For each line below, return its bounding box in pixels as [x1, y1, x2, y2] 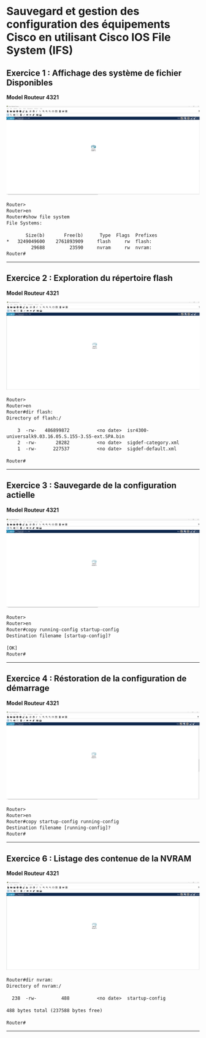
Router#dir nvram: [6, 977, 53, 983]
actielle [6, 490, 36, 500]
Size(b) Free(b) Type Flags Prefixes [25, 232, 158, 239]
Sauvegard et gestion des [6, 4, 140, 18]
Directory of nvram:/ [6, 983, 62, 989]
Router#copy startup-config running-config [6, 819, 120, 825]
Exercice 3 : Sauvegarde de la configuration [6, 480, 177, 491]
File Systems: [6, 219, 43, 226]
